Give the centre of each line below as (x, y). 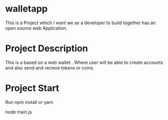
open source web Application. (36, 28)
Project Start (32, 88)
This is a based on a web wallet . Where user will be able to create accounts (84, 62)
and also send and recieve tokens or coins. (50, 68)
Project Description (47, 49)
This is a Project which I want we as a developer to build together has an (80, 23)
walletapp (26, 9)
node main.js (18, 112)
